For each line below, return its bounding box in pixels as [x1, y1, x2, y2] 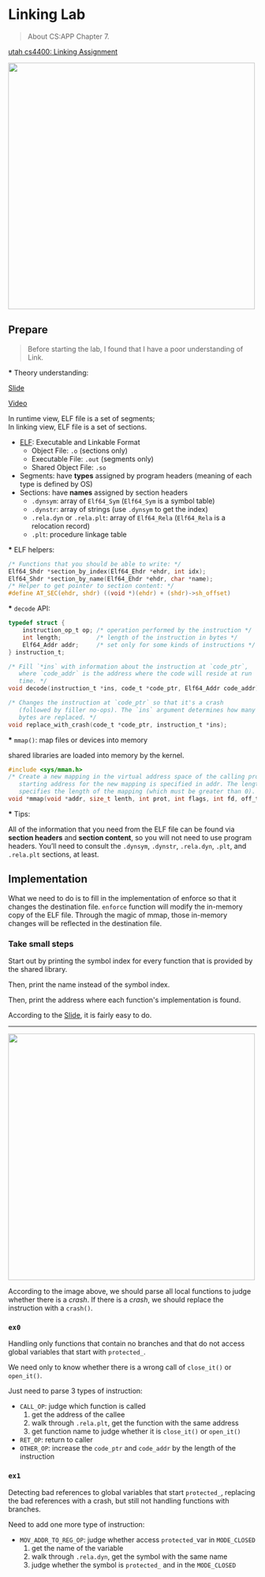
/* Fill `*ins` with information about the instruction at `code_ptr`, [8, 663, 248, 671]
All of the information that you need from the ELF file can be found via [8, 824, 235, 834]
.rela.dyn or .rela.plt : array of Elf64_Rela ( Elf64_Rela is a [31, 513, 226, 522]
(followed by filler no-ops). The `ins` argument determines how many [18, 706, 256, 714]
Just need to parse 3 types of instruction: [8, 1386, 144, 1396]
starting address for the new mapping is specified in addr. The [18, 780, 238, 788]
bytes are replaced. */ [18, 713, 97, 721]
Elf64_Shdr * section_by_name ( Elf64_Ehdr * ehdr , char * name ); [8, 574, 214, 583]
